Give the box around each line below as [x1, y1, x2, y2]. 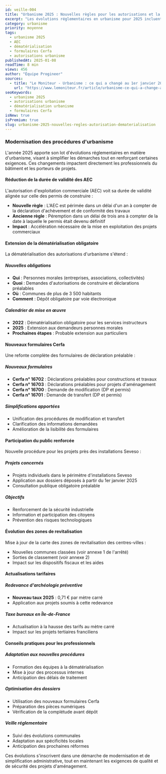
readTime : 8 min [5, 62, 39, 67]
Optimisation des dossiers [5, 686, 61, 692]
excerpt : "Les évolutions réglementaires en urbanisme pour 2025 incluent [5, 16, 163, 21]
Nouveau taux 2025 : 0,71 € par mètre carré [12, 595, 103, 601]
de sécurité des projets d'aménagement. [5, 763, 88, 769]
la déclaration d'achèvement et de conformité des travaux [12, 208, 130, 214]
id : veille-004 [5, 7, 37, 12]
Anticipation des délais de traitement [12, 674, 87, 680]
